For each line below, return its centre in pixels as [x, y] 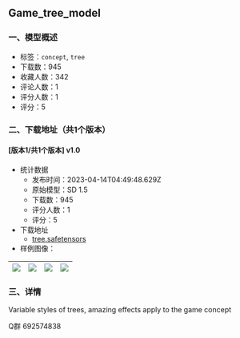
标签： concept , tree [52, 56]
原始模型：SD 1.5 [60, 189]
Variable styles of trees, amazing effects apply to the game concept [120, 310]
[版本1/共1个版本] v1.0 [44, 150]
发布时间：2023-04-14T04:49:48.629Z [96, 179]
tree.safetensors [59, 238]
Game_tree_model [55, 13]
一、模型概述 [33, 38]
